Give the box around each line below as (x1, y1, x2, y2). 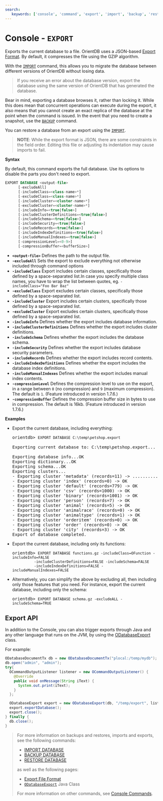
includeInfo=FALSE (12, 555, 49, 560)
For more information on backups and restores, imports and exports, (16, 732, 154, 738)
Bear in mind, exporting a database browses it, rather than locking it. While (5, 98, 154, 103)
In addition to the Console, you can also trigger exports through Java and (5, 627, 151, 633)
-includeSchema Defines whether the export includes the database (12, 334, 144, 340)
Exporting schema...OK (12, 464, 66, 469)
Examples (5, 416, 26, 421)
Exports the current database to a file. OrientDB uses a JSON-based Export (5, 49, 156, 54)
